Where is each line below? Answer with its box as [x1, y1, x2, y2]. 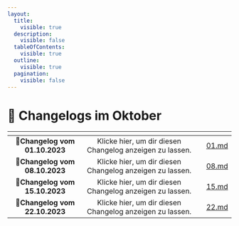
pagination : [14, 70, 50, 77]
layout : [7, 10, 31, 18]
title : [14, 17, 33, 24]
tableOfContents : [14, 43, 65, 51]
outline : [14, 57, 40, 64]
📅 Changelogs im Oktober [7, 108, 162, 123]
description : [14, 30, 53, 38]
